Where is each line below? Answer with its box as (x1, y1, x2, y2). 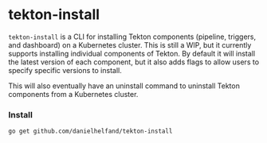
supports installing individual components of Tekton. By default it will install (8, 48, 256, 58)
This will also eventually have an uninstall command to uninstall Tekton (8, 81, 241, 91)
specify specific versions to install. (8, 65, 122, 75)
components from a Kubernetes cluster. (8, 89, 139, 99)
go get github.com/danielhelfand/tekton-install (8, 127, 173, 136)
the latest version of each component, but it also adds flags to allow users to (8, 57, 260, 67)
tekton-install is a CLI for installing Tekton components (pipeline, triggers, (8, 32, 257, 41)
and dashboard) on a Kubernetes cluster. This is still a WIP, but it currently (8, 40, 252, 49)
